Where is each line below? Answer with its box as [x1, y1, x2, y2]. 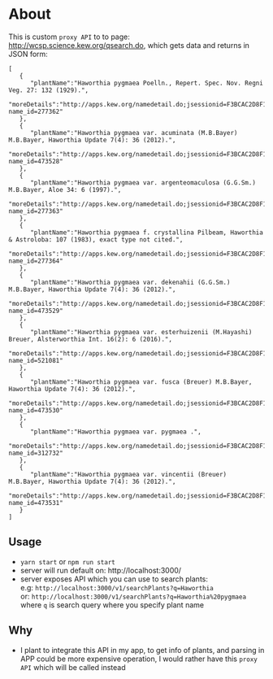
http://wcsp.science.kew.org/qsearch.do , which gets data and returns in [8, 40, 250, 50]
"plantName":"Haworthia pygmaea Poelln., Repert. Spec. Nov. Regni [29, 79, 264, 87]
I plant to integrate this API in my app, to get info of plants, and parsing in [19, 645, 265, 655]
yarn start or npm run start [19, 556, 116, 566]
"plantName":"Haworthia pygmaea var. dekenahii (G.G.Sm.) [29, 278, 231, 286]
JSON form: [8, 49, 49, 59]
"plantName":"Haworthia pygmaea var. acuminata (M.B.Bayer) [29, 128, 238, 137]
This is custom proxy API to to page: [8, 32, 130, 41]
